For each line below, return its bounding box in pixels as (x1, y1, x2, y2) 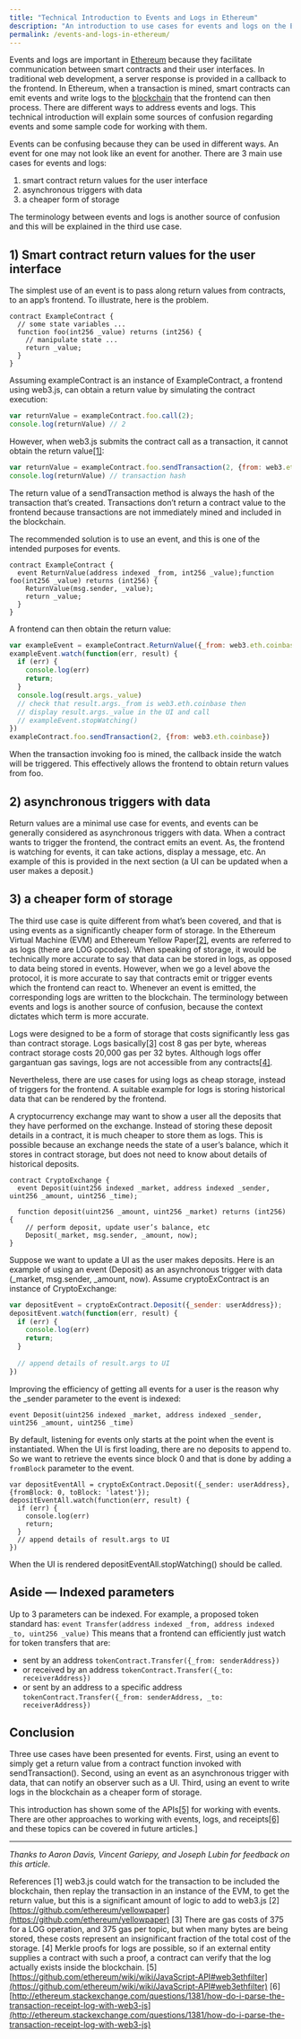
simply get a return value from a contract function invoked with (9, 1758, 242, 1770)
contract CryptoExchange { (9, 1176, 110, 1185)
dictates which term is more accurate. (9, 1011, 150, 1021)
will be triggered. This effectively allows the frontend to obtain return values (9, 758, 289, 769)
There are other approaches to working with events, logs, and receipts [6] (9, 1814, 279, 1824)
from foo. (9, 768, 44, 779)
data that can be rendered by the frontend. (9, 1093, 168, 1104)
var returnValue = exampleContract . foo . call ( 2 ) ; (9, 411, 194, 420)
